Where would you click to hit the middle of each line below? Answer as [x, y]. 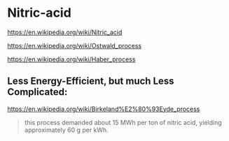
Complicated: [37, 92]
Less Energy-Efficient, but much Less [91, 81]
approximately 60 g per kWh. [66, 130]
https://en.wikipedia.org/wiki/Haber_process [71, 59]
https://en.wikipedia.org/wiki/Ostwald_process [75, 45]
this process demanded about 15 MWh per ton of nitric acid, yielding [123, 122]
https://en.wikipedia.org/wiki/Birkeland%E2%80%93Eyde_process [104, 109]
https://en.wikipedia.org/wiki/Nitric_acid [65, 32]
